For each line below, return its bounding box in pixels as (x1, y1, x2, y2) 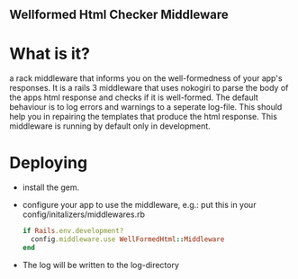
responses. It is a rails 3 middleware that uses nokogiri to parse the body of (9, 83, 289, 94)
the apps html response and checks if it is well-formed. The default (9, 92, 258, 103)
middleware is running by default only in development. (9, 121, 212, 131)
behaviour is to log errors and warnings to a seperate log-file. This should (9, 102, 283, 112)
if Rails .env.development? (22, 227, 124, 236)
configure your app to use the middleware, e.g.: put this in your (22, 200, 257, 211)
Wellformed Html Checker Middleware (9, 7, 229, 22)
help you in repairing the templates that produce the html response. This (9, 112, 277, 122)
